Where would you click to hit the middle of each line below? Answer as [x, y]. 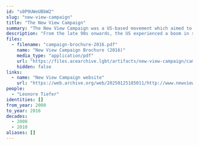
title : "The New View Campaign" [46, 22]
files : [14, 39]
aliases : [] [21, 133]
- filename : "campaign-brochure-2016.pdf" [65, 45]
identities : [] [25, 99]
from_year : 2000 [26, 105]
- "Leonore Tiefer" [36, 94]
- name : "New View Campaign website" [58, 78]
